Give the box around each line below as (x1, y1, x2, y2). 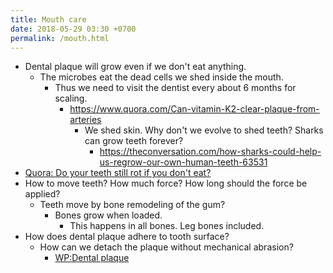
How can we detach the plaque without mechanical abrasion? (39, 241, 294, 253)
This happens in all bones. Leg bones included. (69, 220, 265, 232)
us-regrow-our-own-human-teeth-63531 (99, 156, 268, 168)
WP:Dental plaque (54, 252, 130, 264)
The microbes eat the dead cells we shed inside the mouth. (39, 71, 284, 83)
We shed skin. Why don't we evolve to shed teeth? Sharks (84, 124, 324, 136)
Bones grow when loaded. (54, 209, 163, 221)
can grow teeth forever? (84, 135, 184, 147)
